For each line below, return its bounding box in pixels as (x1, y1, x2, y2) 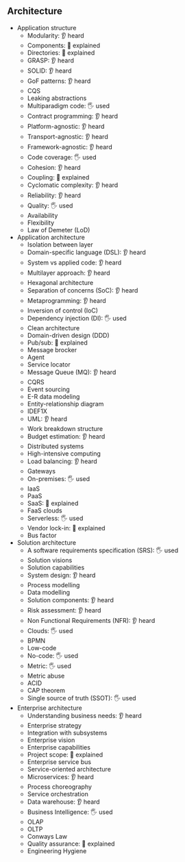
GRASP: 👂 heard (27, 56, 74, 64)
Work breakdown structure (27, 424, 103, 432)
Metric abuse (27, 672, 65, 680)
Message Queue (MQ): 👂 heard (27, 368, 116, 376)
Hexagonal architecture (27, 278, 94, 286)
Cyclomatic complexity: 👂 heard (27, 181, 119, 189)
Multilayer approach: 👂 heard (27, 269, 110, 277)
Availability (27, 211, 58, 219)
